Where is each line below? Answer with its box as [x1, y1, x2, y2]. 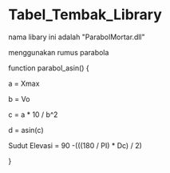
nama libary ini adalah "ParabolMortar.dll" [8, 32, 145, 42]
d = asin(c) [8, 125, 44, 135]
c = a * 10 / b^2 [8, 110, 58, 119]
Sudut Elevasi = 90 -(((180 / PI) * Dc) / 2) [8, 140, 142, 150]
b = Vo [8, 94, 30, 103]
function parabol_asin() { [8, 62, 89, 73]
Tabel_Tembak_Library [8, 6, 162, 24]
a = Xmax [8, 78, 40, 88]
